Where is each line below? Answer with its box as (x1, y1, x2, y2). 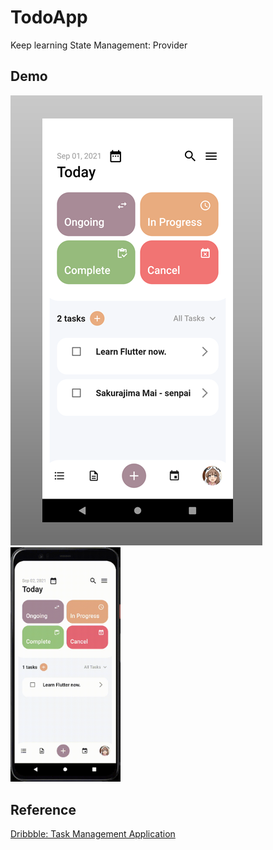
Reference (10, 801, 77, 818)
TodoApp (10, 6, 88, 29)
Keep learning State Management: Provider (10, 39, 188, 51)
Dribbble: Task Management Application (10, 828, 176, 840)
